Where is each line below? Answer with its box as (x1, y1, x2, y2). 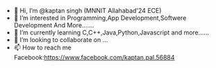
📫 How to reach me (13, 43, 72, 52)
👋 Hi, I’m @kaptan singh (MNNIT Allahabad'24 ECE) (13, 7, 162, 14)
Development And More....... (13, 21, 95, 29)
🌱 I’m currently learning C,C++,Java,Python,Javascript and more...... (13, 28, 210, 36)
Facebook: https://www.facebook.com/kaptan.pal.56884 (13, 54, 175, 61)
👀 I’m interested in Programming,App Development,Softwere (13, 14, 187, 22)
